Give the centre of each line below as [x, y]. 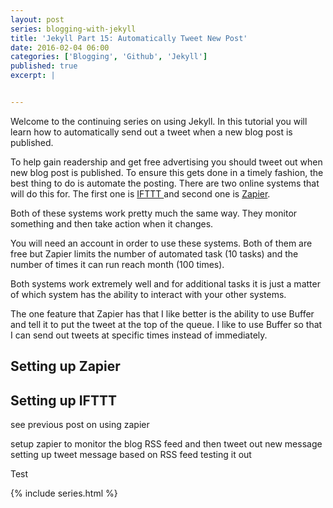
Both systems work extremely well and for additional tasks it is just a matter [165, 283]
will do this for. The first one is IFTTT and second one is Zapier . [140, 193]
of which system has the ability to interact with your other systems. [148, 294]
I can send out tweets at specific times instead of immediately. [139, 335]
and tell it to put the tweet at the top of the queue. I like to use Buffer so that [166, 324]
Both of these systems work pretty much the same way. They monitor [154, 213]
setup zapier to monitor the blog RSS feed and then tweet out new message [166, 444]
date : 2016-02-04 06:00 [60, 47]
